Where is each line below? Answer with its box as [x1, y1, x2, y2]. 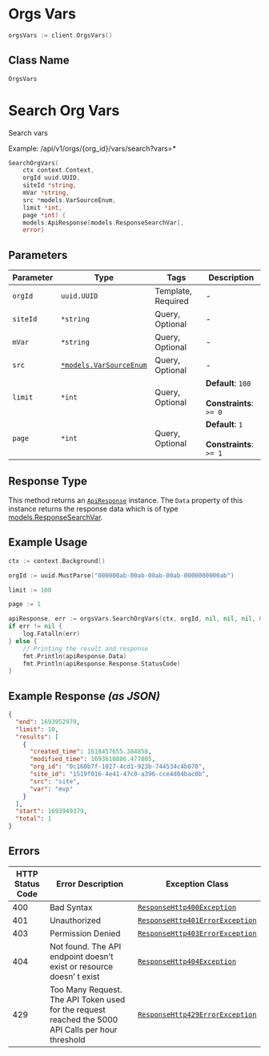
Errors [8, 844, 40, 858]
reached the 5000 [49, 1014, 118, 1025]
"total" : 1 [15, 815, 52, 823]
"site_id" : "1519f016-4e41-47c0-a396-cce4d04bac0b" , [29, 771, 210, 779]
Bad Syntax [49, 901, 93, 912]
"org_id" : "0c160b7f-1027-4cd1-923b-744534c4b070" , [29, 763, 206, 771]
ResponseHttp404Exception [137, 957, 237, 966]
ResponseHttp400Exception [137, 903, 237, 912]
